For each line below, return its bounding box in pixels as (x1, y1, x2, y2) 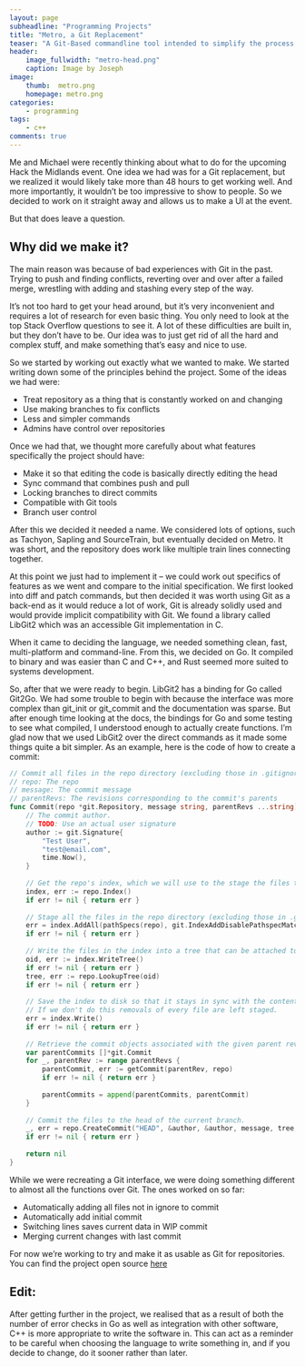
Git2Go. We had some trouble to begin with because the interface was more (9, 693, 294, 704)
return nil (25, 1149, 67, 1159)
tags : (9, 115, 30, 124)
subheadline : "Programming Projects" (9, 22, 152, 31)
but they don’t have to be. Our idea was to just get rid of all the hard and (9, 329, 279, 340)
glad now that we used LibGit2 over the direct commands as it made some (9, 732, 288, 743)
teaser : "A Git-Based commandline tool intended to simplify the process (9, 38, 295, 48)
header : (9, 47, 39, 56)
